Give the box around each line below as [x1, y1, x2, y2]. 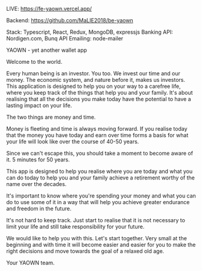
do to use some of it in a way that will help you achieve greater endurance [6, 199, 190, 205]
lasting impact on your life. [6, 102, 72, 109]
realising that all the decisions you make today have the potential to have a [6, 96, 191, 102]
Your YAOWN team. [6, 259, 55, 266]
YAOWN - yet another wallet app [6, 46, 87, 54]
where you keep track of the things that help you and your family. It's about [6, 89, 193, 96]
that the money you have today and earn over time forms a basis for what [6, 132, 189, 139]
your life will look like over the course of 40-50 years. [6, 138, 139, 145]
